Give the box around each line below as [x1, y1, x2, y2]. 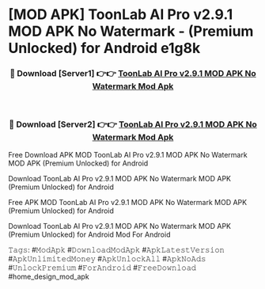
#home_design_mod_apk [8, 272, 89, 281]
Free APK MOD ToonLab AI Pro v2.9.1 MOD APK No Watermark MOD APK [8, 197, 248, 207]
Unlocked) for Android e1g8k [8, 40, 201, 57]
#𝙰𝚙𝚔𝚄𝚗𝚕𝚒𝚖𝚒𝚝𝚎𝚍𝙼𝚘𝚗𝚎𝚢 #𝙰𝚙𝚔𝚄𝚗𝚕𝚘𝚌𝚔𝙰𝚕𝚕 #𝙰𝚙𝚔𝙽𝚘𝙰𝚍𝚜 [8, 253, 206, 263]
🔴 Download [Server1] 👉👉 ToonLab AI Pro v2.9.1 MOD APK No [9, 68, 257, 79]
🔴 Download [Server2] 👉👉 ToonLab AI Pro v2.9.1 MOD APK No [9, 119, 257, 130]
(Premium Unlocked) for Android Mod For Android [8, 230, 171, 239]
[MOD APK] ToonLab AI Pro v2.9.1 [8, 6, 233, 24]
